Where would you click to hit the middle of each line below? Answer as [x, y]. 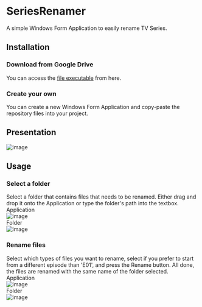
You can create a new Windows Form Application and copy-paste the [93, 107]
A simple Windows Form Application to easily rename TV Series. [87, 28]
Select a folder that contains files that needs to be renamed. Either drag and [101, 197]
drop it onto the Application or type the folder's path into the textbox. [92, 203]
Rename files [26, 245]
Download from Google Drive [50, 65]
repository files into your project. [47, 113]
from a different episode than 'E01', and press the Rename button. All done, [100, 265]
